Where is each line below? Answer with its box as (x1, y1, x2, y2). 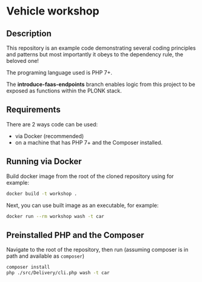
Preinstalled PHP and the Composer (6, 230, 144, 240)
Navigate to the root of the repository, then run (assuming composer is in (6, 246, 189, 254)
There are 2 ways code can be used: (6, 120, 98, 128)
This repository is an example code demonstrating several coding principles (6, 44, 196, 51)
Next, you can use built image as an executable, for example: (6, 202, 159, 209)
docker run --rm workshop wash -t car (6, 213, 104, 219)
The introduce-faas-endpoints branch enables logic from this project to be (6, 80, 195, 88)
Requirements (6, 105, 61, 115)
